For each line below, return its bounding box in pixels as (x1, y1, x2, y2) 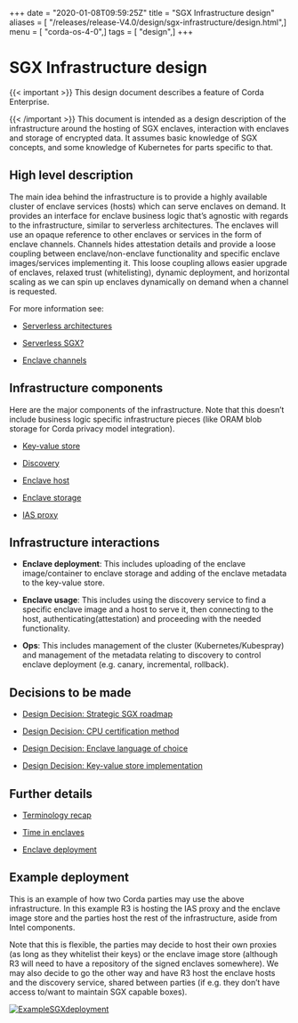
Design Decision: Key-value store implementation (21, 761, 203, 771)
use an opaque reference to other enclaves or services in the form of (9, 229, 262, 239)
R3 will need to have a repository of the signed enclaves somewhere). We (9, 958, 279, 969)
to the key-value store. (21, 577, 105, 588)
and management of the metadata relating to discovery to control (21, 649, 262, 661)
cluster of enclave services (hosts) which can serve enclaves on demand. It (9, 200, 286, 212)
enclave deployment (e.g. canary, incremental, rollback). (21, 659, 230, 670)
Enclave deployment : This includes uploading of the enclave (21, 559, 246, 569)
